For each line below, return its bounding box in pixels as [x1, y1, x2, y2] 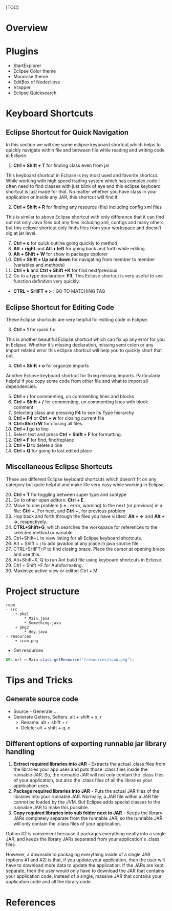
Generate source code [6, 695, 78, 703]
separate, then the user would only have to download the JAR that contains [6, 867, 164, 874]
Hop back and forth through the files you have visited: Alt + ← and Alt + [13, 513, 165, 519]
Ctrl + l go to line [13, 426, 49, 432]
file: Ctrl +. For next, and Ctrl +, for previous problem [13, 508, 126, 514]
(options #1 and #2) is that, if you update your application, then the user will [6, 857, 165, 863]
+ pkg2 [15, 624, 29, 630]
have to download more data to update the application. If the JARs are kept [6, 862, 164, 869]
